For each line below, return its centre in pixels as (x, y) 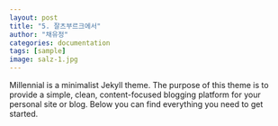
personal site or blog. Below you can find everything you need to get (136, 104)
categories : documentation (60, 43)
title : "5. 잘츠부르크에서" (55, 26)
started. (24, 114)
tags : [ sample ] (38, 51)
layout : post (34, 18)
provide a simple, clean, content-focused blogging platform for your (135, 94)
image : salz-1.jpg (44, 59)
